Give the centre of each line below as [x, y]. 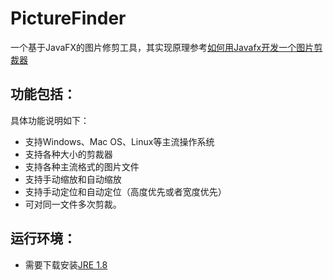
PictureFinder [68, 18]
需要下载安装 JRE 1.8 [66, 264]
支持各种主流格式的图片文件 [82, 166]
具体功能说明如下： [50, 120]
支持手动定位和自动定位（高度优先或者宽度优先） [125, 191]
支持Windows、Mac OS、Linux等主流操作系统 [119, 141]
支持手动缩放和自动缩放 [73, 179]
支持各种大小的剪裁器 [68, 154]
